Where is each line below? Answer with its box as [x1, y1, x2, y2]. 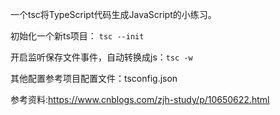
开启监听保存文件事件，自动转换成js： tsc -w [10, 51, 193, 63]
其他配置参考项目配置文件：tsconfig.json [10, 73, 178, 84]
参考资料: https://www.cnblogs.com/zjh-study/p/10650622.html [10, 94, 270, 105]
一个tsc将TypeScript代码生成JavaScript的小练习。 [10, 9, 217, 20]
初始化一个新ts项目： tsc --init [10, 30, 145, 42]
